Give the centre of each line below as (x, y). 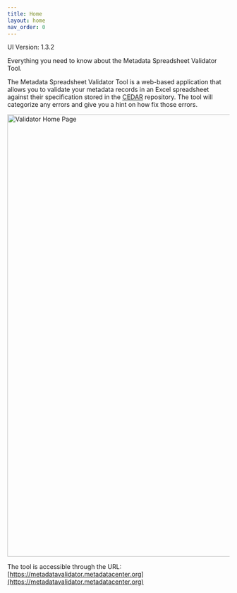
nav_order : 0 (26, 27)
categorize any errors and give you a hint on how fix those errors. (103, 105)
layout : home (26, 21)
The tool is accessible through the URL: (65, 567)
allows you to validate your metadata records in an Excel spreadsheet (108, 90)
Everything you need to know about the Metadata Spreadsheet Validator (112, 61)
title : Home (25, 14)
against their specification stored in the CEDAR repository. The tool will (110, 97)
